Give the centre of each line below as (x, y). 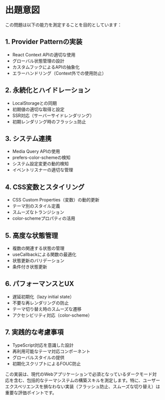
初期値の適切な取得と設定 (38, 109)
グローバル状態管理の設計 (38, 61)
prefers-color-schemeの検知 (41, 158)
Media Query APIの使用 (36, 152)
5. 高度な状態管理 (32, 235)
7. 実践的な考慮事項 (34, 332)
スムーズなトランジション (38, 212)
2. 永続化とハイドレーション (48, 90)
